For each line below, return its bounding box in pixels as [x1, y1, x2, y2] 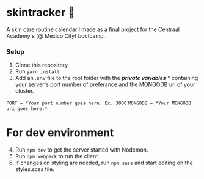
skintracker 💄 [6, 5, 75, 20]
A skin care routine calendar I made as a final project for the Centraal [6, 26, 180, 33]
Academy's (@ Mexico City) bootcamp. [6, 32, 106, 39]
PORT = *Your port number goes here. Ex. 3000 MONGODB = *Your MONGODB [6, 100, 191, 106]
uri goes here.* [6, 106, 48, 112]
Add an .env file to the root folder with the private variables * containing [15, 75, 199, 82]
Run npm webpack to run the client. [15, 153, 100, 160]
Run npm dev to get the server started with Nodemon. [15, 146, 148, 153]
